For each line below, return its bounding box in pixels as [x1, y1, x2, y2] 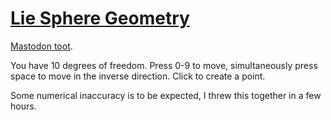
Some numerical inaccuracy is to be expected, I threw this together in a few [10, 89, 322, 101]
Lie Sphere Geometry [10, 7, 190, 30]
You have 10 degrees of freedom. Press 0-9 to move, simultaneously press [10, 59, 318, 71]
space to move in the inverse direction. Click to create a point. [10, 70, 266, 82]
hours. [10, 100, 37, 112]
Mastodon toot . [10, 40, 73, 52]
